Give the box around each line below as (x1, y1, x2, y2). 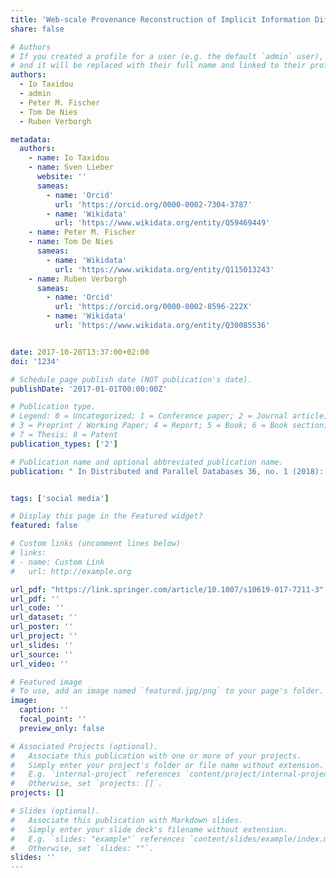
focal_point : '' (19, 714, 87, 724)
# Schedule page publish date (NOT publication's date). (10, 374, 253, 385)
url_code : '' (10, 603, 65, 613)
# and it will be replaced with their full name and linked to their (10, 61, 307, 71)
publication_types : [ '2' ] (10, 439, 118, 449)
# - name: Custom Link (10, 557, 105, 567)
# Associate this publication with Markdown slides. (10, 815, 244, 825)
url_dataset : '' (10, 612, 78, 623)
